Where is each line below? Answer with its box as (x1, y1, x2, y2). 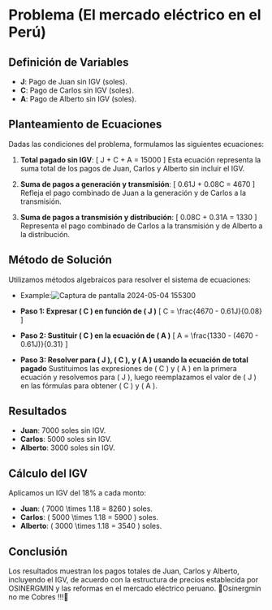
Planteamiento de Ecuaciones (8, 118, 162, 132)
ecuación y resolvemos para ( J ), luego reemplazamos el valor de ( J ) (19, 372, 257, 382)
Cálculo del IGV (8, 466, 88, 480)
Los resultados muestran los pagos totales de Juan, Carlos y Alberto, (8, 566, 240, 576)
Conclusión (8, 544, 68, 558)
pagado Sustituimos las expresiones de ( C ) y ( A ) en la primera (19, 363, 237, 373)
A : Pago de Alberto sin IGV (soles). (19, 94, 137, 103)
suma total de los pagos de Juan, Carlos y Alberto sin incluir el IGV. (19, 163, 245, 173)
